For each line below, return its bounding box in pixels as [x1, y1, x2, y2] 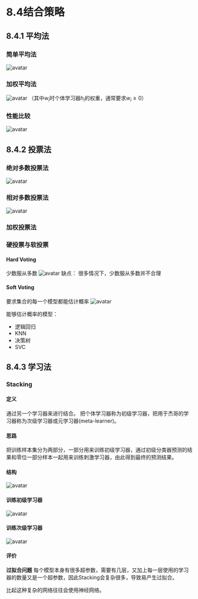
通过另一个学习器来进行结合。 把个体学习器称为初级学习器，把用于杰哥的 [6, 410, 184, 417]
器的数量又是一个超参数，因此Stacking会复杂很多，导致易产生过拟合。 [6, 574, 178, 581]
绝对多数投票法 [6, 164, 49, 172]
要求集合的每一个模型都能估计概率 [6, 297, 89, 305]
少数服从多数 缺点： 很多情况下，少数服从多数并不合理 [6, 270, 161, 277]
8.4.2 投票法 [6, 144, 51, 154]
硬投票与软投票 [6, 241, 49, 249]
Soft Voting [6, 283, 34, 291]
